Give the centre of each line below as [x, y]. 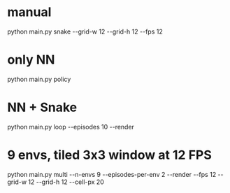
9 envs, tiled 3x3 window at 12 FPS [109, 155]
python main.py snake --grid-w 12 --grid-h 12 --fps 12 [85, 31]
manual [29, 12]
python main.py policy [39, 79]
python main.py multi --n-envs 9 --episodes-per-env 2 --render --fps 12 [112, 174]
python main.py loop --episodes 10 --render [71, 127]
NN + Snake [42, 107]
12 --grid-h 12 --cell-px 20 [66, 182]
